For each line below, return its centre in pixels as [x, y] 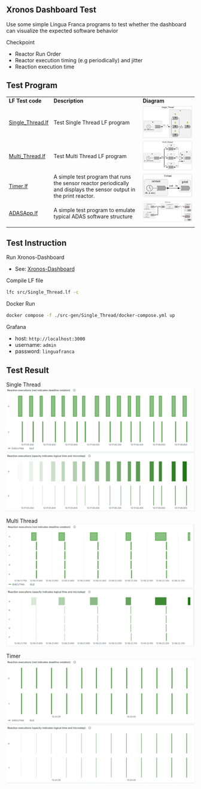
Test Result [28, 370]
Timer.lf [18, 186]
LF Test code [25, 101]
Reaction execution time [45, 66]
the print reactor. [74, 196]
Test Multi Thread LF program [90, 156]
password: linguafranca [45, 351]
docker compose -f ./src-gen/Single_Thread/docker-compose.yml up [91, 316]
